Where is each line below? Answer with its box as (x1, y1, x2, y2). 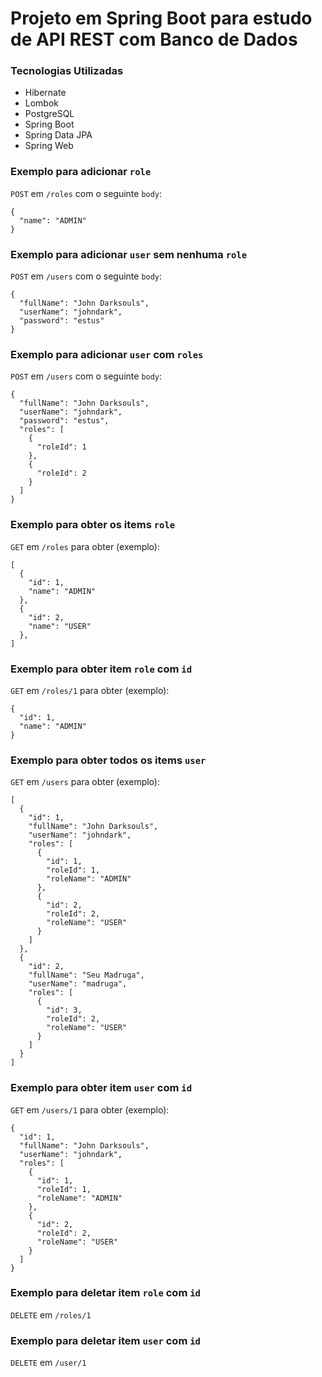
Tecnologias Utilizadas (10, 64, 124, 78)
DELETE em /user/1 (10, 1357, 87, 1369)
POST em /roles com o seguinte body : (10, 187, 163, 199)
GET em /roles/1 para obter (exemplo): (10, 684, 170, 696)
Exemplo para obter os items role (10, 518, 176, 532)
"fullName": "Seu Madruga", (28, 970, 145, 981)
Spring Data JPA (24, 129, 93, 141)
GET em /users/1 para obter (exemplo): (10, 1103, 170, 1116)
